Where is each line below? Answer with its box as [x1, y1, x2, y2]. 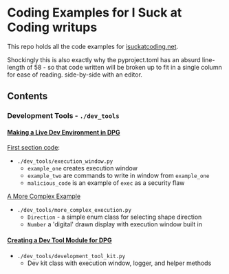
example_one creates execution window [27, 164, 138, 173]
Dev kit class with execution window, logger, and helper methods [27, 259, 212, 267]
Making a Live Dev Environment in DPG [7, 128, 120, 136]
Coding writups [7, 19, 98, 35]
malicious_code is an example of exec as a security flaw [27, 179, 185, 187]
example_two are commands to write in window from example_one [27, 171, 210, 180]
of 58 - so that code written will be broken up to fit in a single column [26, 63, 222, 71]
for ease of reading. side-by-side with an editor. [7, 70, 143, 79]
